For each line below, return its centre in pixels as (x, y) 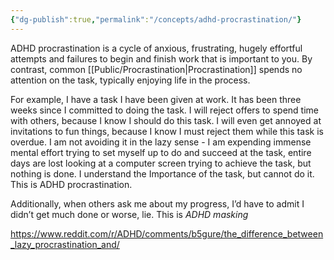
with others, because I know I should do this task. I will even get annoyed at (166, 120)
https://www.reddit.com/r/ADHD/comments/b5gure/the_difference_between (167, 233)
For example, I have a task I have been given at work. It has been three (156, 99)
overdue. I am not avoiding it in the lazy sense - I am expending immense (161, 142)
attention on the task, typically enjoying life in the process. (130, 80)
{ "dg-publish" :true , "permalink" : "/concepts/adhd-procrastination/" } (156, 19)
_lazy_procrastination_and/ (65, 244)
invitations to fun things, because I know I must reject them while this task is (167, 131)
